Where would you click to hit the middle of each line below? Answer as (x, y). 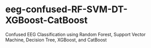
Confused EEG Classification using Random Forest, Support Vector (75, 34)
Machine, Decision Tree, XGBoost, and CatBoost (56, 40)
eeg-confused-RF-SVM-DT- (66, 9)
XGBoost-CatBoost (46, 20)
